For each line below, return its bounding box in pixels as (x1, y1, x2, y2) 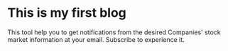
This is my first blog (7, 5, 126, 21)
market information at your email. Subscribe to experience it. (7, 35, 185, 43)
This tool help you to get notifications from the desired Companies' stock (7, 28, 222, 36)
